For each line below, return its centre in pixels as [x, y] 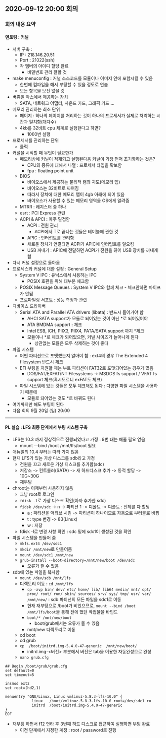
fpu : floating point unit [50, 171]
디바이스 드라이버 [29, 306]
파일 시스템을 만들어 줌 [34, 537]
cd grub [28, 640]
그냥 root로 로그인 [37, 494]
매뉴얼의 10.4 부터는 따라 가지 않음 [45, 452]
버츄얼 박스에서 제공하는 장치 [40, 97]
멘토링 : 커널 [17, 37]
